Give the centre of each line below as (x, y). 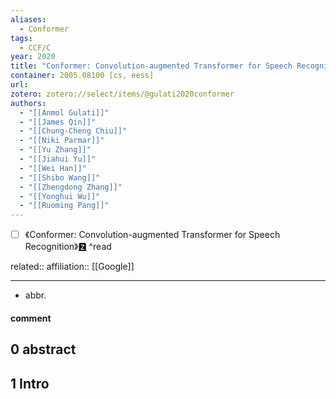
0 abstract (43, 349)
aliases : (28, 19)
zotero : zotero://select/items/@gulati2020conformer (122, 94)
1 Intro (30, 383)
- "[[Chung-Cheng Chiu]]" (73, 131)
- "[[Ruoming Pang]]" (64, 206)
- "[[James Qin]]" (58, 122)
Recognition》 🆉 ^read (68, 247)
